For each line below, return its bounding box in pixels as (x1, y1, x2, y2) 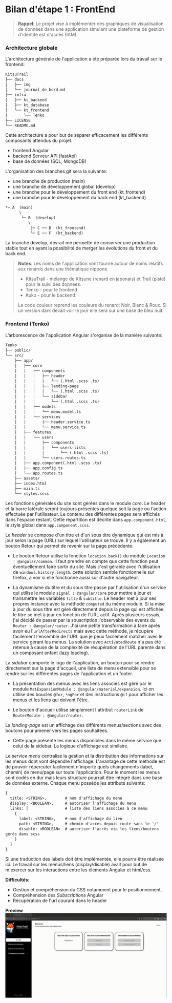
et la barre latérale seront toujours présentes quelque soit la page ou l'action (5, 506, 166, 512)
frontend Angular (12, 148, 49, 154)
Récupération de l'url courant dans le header (12, 897, 107, 904)
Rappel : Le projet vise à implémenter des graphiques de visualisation (17, 20, 164, 27)
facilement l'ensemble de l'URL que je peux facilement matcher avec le (12, 633, 163, 639)
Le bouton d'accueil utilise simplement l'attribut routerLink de (12, 706, 144, 713)
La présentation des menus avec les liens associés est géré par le (12, 680, 152, 686)
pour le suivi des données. (25, 281, 82, 287)
